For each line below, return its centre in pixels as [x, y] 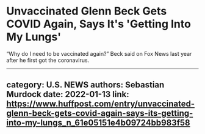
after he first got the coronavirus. [48, 60]
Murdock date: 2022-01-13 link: [68, 94]
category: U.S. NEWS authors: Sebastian [85, 85]
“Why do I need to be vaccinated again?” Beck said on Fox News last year [99, 53]
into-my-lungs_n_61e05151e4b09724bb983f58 [98, 123]
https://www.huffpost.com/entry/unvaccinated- [101, 104]
